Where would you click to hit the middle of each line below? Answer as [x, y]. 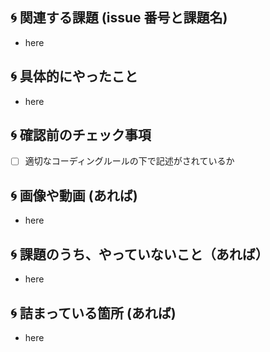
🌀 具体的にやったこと [74, 76]
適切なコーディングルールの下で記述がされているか [129, 161]
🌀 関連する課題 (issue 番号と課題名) [119, 18]
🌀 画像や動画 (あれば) [74, 195]
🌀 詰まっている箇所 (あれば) [93, 313]
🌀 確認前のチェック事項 [81, 135]
